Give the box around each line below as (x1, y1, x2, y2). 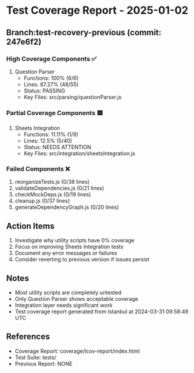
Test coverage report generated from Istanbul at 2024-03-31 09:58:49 (14, 308, 189, 315)
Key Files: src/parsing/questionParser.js (23, 93, 122, 100)
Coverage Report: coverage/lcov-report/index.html (14, 347, 140, 354)
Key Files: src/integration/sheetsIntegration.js (23, 150, 136, 157)
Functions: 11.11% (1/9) (23, 131, 79, 138)
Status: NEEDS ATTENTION (23, 144, 91, 151)
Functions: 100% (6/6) (23, 74, 79, 81)
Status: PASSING (23, 87, 66, 94)
